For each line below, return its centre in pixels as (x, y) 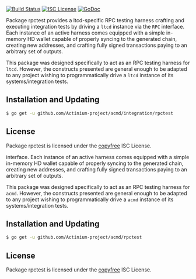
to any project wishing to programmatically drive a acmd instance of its (90, 199)
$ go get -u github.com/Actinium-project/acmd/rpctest (74, 237)
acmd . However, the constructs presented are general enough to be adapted (97, 193)
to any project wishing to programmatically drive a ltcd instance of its (90, 75)
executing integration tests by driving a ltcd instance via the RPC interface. (95, 27)
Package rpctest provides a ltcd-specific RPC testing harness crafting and (95, 20)
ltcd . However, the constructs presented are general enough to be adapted (97, 69)
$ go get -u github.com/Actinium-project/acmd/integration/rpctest (90, 113)
